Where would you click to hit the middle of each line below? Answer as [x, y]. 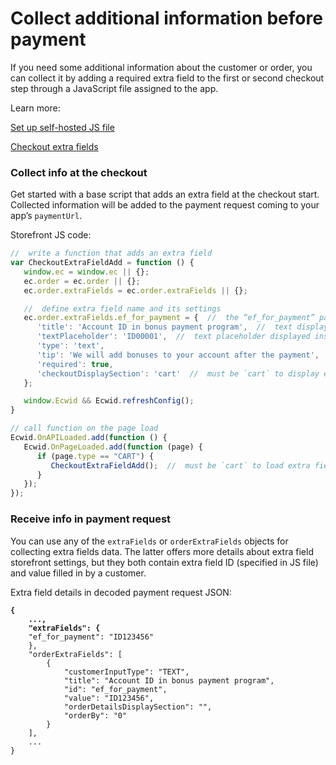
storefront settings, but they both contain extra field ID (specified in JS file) [164, 562]
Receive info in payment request [91, 519]
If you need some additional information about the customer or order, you [161, 67]
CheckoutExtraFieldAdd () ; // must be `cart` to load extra [180, 465]
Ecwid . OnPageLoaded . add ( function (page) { [113, 447]
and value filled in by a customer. [78, 573]
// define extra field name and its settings [122, 308]
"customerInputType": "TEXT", [126, 672]
